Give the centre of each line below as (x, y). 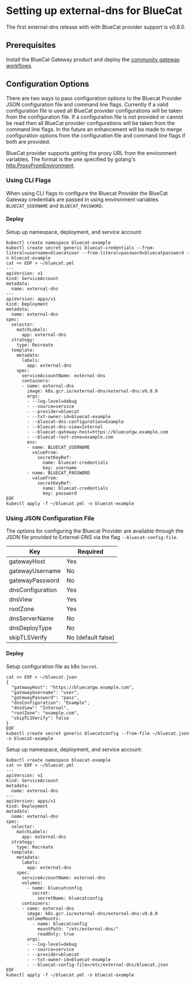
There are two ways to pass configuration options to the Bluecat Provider (94, 98)
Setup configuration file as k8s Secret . (52, 666)
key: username (60, 468)
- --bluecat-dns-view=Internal (65, 427)
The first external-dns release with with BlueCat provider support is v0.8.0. (96, 27)
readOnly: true (56, 934)
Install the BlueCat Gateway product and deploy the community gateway (93, 59)
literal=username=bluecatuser (43, 253)
